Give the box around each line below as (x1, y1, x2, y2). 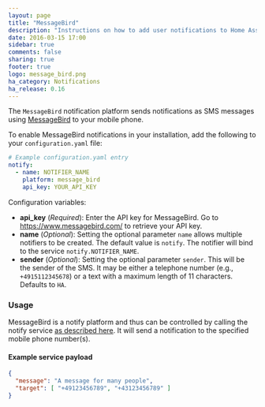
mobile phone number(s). (8, 334, 91, 344)
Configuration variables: (8, 197, 87, 207)
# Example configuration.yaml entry (8, 154, 129, 162)
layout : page (8, 11, 51, 20)
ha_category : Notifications (8, 77, 101, 85)
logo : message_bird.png (8, 70, 87, 78)
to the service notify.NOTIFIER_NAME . (19, 246, 140, 256)
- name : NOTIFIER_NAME (15, 169, 90, 177)
